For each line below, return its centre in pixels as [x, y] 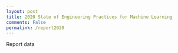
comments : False [26, 22]
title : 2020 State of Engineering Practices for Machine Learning [89, 17]
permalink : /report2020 [35, 28]
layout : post [22, 11]
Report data [20, 44]
